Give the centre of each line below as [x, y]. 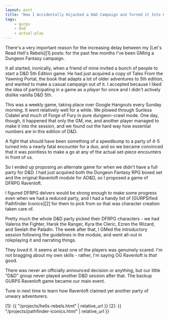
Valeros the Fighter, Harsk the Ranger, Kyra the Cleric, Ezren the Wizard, [80, 224]
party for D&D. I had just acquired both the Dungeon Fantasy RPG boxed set [84, 172]
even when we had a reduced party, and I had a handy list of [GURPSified [81, 198]
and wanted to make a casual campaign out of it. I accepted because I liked [83, 84]
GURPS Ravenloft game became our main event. [55, 281]
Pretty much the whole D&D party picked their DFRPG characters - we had [82, 219]
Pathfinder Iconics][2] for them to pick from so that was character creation [82, 204]
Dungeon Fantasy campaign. [35, 58]
